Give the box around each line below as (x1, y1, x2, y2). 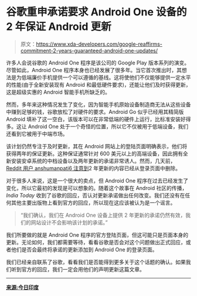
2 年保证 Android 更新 (6, 20, 111, 33)
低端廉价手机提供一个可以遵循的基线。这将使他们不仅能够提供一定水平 (21, 74, 191, 81)
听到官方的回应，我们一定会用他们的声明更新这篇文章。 (11, 266, 145, 273)
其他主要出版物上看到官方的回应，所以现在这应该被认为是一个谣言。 (11, 199, 176, 206)
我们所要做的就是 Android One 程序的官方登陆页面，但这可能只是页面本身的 (6, 231, 189, 238)
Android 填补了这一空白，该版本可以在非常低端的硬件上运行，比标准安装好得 (6, 115, 191, 123)
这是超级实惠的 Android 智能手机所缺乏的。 (6, 89, 110, 96)
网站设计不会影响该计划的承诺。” (30, 219, 108, 226)
